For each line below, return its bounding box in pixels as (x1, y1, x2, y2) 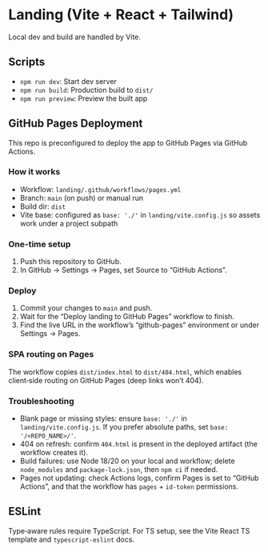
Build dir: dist (19, 202, 66, 211)
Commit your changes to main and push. (19, 303, 153, 313)
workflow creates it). (19, 448, 88, 458)
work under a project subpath (19, 218, 118, 228)
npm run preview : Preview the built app (19, 94, 148, 103)
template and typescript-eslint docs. (8, 534, 134, 544)
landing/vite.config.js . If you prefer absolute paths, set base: (19, 422, 229, 432)
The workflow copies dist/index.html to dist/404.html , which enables (8, 366, 242, 377)
